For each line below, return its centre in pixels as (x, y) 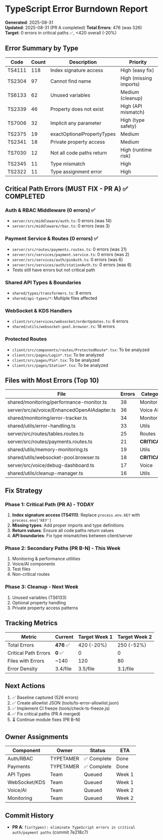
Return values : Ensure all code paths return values (63, 531)
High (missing (136, 78)
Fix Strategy (24, 490)
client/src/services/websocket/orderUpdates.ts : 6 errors (70, 321)
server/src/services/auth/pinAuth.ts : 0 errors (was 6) (67, 259)
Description (83, 62)
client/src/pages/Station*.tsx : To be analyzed (60, 365)
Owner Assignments (37, 737)
